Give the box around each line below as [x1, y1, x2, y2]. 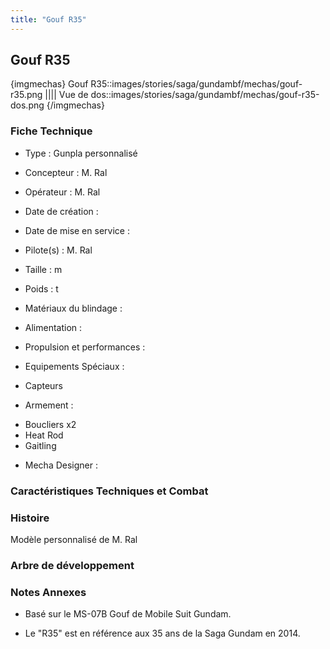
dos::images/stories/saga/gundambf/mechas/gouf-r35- [90, 89, 320, 101]
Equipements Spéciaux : [24, 360, 125, 372]
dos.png [10, 99, 45, 111]
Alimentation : [24, 321, 83, 333]
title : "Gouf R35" [10, 14, 87, 25]
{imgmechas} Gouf [10, 78, 89, 90]
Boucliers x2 [24, 418, 77, 430]
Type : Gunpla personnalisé [24, 147, 138, 159]
